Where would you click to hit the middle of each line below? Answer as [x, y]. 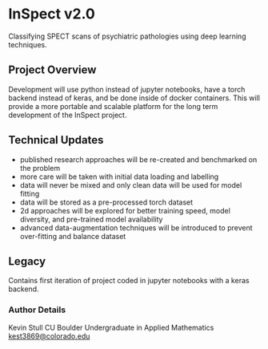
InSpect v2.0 [52, 14]
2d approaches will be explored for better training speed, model [125, 210]
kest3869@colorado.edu [49, 336]
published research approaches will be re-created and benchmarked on [138, 159]
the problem [40, 168]
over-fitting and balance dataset [73, 236]
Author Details [37, 310]
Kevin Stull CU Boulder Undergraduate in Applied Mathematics [111, 327]
